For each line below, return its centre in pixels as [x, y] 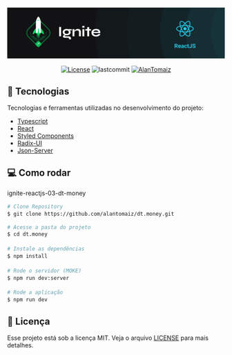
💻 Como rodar [39, 173]
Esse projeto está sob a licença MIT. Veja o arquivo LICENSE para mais [108, 338]
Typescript [32, 121]
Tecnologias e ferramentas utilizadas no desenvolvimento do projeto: [105, 108]
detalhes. [20, 345]
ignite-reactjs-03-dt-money [47, 193]
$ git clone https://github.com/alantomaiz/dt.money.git [91, 214]
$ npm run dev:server [38, 278]
